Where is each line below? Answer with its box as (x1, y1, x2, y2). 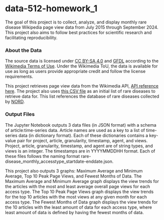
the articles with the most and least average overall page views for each (5, 183, 150, 189)
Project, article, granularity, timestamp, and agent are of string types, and (5, 143, 153, 149)
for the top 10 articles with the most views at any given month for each (5, 194, 147, 199)
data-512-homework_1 (5, 3, 98, 14)
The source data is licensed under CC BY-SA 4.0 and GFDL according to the (5, 58, 159, 64)
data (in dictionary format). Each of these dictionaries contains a (18, 132, 148, 138)
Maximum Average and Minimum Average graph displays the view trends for (5, 178, 159, 184)
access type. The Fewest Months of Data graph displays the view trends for (5, 199, 158, 205)
